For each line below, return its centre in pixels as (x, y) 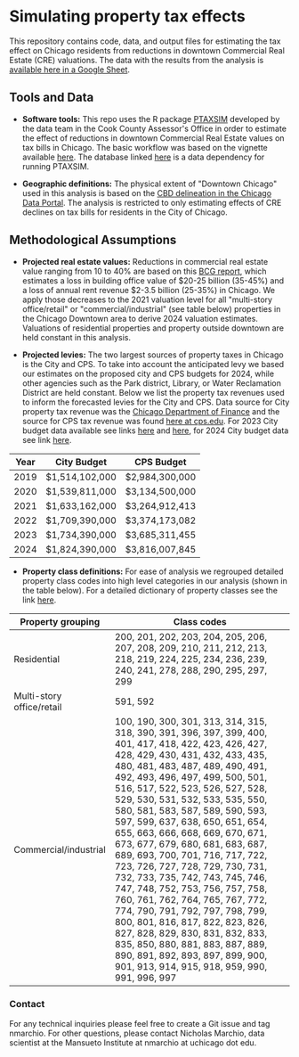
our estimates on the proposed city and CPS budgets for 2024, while (148, 373)
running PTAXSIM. (56, 166)
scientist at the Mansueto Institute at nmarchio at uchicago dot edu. (133, 1042)
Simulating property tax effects (128, 16)
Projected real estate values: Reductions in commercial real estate (145, 261)
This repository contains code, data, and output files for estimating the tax (145, 41)
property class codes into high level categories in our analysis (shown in (154, 580)
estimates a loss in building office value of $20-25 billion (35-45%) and (153, 280)
